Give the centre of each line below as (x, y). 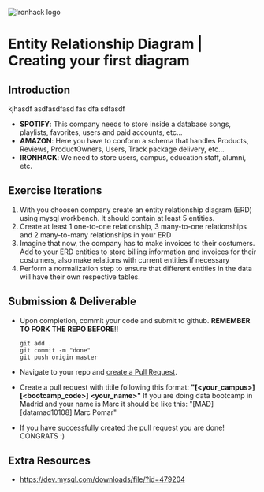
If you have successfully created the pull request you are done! (122, 427)
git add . (36, 343)
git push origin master (59, 357)
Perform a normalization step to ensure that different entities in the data (136, 268)
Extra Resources (49, 461)
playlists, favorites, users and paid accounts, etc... (101, 132)
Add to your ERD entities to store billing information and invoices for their (138, 252)
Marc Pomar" (95, 412)
